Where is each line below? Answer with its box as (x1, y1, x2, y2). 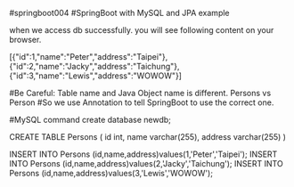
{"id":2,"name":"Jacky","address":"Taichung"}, (9, 61, 180, 71)
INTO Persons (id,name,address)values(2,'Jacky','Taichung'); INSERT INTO (9, 159, 283, 168)
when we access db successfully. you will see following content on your (9, 25, 274, 35)
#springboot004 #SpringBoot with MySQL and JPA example (9, 8, 230, 18)
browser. (9, 35, 42, 45)
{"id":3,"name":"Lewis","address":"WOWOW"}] (9, 70, 183, 81)
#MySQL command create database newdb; (9, 115, 172, 125)
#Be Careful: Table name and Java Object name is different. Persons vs (9, 88, 272, 98)
